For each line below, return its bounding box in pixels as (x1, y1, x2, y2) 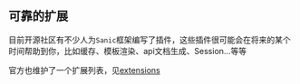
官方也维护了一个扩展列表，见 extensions (8, 64, 160, 75)
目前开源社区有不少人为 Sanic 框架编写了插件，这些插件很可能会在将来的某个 (8, 34, 291, 45)
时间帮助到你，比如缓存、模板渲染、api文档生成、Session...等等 (8, 45, 247, 56)
